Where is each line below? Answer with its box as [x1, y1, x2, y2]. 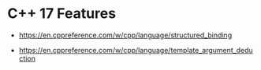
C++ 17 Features [7, 5, 116, 23]
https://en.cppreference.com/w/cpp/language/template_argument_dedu [18, 45, 253, 54]
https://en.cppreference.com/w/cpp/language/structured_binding [18, 30, 233, 40]
